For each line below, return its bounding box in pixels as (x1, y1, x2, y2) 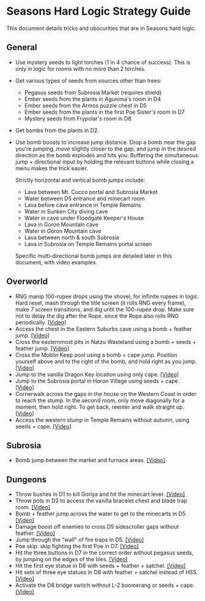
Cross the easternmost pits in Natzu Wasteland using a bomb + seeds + (15, 338, 197, 345)
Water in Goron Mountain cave (24, 227, 102, 234)
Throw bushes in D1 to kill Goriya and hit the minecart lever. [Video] (15, 491, 185, 498)
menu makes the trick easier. (15, 164, 89, 172)
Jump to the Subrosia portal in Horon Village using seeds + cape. (15, 377, 180, 384)
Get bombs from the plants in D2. (15, 127, 99, 134)
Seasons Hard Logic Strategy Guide (6, 4, 191, 18)
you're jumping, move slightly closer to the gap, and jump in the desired (15, 145, 196, 152)
